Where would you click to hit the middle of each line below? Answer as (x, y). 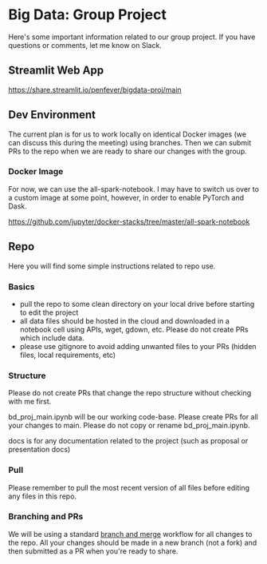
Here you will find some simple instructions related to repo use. (112, 266)
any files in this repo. (43, 496)
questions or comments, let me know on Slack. (85, 45)
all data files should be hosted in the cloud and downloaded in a (124, 320)
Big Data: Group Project (88, 15)
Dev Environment (52, 115)
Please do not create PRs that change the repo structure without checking (130, 393)
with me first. (30, 402)
